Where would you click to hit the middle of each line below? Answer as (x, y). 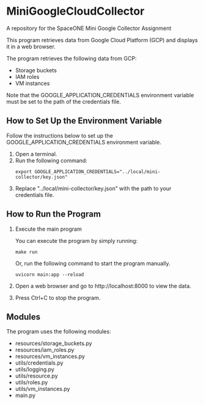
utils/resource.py (36, 376)
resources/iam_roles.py (45, 350)
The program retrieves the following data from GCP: (71, 58)
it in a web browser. (31, 46)
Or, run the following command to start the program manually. (93, 263)
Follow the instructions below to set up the (60, 135)
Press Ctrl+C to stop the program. (58, 297)
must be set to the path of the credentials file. (64, 102)
